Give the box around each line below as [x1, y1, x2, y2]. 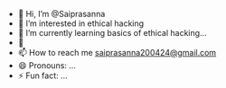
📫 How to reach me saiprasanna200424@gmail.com [17, 48, 217, 57]
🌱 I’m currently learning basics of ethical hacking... [17, 28, 207, 38]
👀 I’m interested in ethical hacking [17, 18, 145, 29]
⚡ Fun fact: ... [17, 70, 68, 81]
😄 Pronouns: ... [17, 60, 77, 71]
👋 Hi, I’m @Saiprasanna [17, 9, 106, 19]
